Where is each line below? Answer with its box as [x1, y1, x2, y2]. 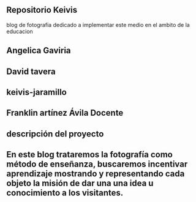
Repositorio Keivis [6, 5, 78, 15]
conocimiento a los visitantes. [6, 188, 124, 198]
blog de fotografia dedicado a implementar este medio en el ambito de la [6, 21, 190, 28]
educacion [6, 28, 34, 35]
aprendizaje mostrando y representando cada [6, 168, 185, 179]
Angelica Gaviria [6, 45, 72, 56]
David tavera [6, 66, 56, 77]
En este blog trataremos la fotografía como [6, 149, 173, 160]
